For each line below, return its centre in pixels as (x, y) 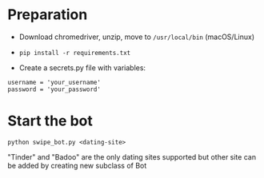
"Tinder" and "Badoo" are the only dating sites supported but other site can (132, 156)
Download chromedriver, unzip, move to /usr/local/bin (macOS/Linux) (137, 37)
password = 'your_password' (54, 89)
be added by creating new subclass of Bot (77, 165)
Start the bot (50, 121)
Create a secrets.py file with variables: (82, 67)
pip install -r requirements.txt (75, 53)
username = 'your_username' (54, 82)
